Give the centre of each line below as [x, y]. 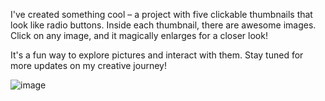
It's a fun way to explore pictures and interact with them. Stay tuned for [157, 55]
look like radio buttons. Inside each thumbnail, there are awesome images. [163, 25]
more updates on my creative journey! [88, 65]
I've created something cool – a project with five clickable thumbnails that [161, 14]
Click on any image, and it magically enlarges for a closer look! [139, 35]
